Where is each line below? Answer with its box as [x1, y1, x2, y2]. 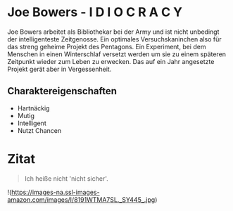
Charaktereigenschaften [7, 85, 118, 97]
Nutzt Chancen [17, 126, 62, 134]
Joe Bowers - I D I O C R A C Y [7, 4, 183, 20]
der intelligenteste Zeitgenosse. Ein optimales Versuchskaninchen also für [7, 34, 222, 43]
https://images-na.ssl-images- [11, 188, 100, 196]
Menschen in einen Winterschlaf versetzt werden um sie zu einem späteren [7, 50, 227, 58]
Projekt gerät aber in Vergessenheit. [7, 65, 112, 73]
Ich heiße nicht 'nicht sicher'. [24, 174, 109, 183]
